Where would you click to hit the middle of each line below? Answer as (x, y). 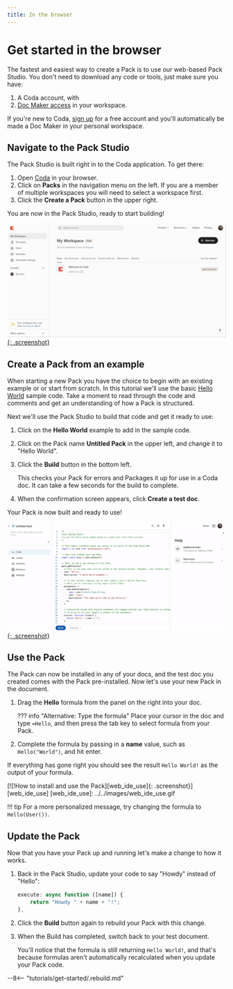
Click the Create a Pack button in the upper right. (87, 200)
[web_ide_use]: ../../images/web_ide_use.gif (113, 793)
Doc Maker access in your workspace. (72, 105)
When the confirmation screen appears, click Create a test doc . (108, 499)
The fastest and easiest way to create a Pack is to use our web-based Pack (115, 69)
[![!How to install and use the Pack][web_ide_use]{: (80, 786)
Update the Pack (44, 836)
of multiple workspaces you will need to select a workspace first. (110, 193)
